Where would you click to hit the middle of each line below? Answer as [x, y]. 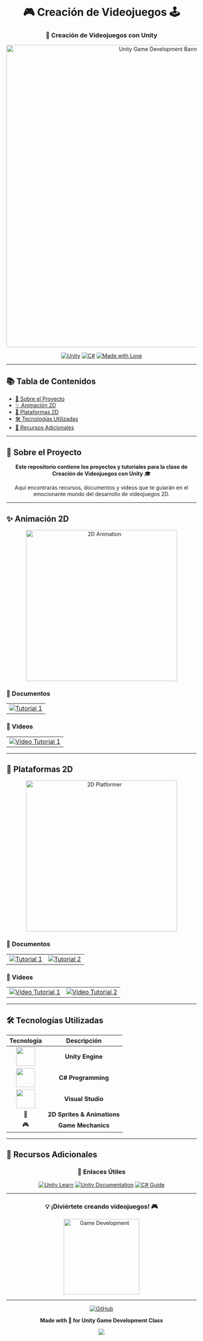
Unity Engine [84, 1056]
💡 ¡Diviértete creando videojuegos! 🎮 [101, 1207]
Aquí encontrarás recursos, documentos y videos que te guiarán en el [101, 488]
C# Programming [84, 1078]
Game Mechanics [84, 1125]
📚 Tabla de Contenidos [51, 381]
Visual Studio [84, 1099]
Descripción [84, 1041]
